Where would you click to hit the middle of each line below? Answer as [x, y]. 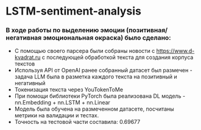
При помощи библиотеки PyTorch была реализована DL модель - [100, 96]
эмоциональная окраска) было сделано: [107, 38]
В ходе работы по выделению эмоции [65, 30]
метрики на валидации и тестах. [57, 115]
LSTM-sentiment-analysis [73, 11]
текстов [25, 64]
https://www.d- [175, 51]
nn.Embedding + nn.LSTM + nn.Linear [62, 103]
